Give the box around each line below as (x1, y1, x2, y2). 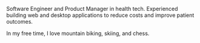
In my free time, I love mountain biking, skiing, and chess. (6, 30, 150, 37)
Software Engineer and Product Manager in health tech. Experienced (6, 5, 178, 12)
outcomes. (6, 18, 33, 25)
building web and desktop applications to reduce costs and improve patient (6, 12, 195, 19)
